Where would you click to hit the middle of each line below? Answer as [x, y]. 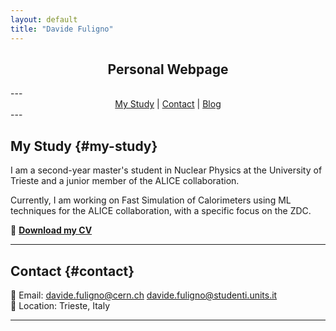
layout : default [44, 19]
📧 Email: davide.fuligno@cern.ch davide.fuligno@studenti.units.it [144, 295]
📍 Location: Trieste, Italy [60, 305]
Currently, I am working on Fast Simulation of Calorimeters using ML [151, 200]
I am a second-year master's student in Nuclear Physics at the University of [166, 170]
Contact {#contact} [72, 271]
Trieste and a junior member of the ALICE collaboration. [125, 181]
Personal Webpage [168, 69]
